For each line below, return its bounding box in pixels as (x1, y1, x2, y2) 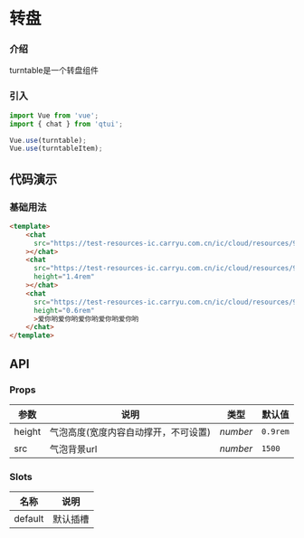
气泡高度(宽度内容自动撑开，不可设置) (49, 426, 211, 439)
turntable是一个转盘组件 (9, 65, 100, 76)
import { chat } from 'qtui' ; (9, 119, 124, 128)
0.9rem (261, 426, 290, 437)
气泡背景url (49, 442, 98, 455)
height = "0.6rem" (33, 306, 95, 315)
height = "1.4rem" (33, 272, 95, 281)
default (14, 513, 44, 525)
